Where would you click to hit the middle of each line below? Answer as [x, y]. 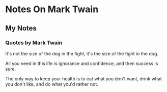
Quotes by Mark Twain [34, 43]
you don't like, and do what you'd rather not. [52, 84]
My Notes [21, 28]
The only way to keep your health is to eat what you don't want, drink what [83, 79]
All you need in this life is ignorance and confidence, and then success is [82, 63]
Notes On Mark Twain [52, 9]
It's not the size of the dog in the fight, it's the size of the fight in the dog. [82, 53]
